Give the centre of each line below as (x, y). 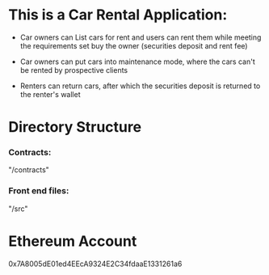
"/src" (18, 209)
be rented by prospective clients (74, 70)
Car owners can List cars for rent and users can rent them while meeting (141, 37)
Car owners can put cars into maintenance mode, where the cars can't (138, 61)
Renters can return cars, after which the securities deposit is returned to (140, 86)
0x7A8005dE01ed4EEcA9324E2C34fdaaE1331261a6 (95, 264)
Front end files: (39, 191)
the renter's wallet (50, 94)
